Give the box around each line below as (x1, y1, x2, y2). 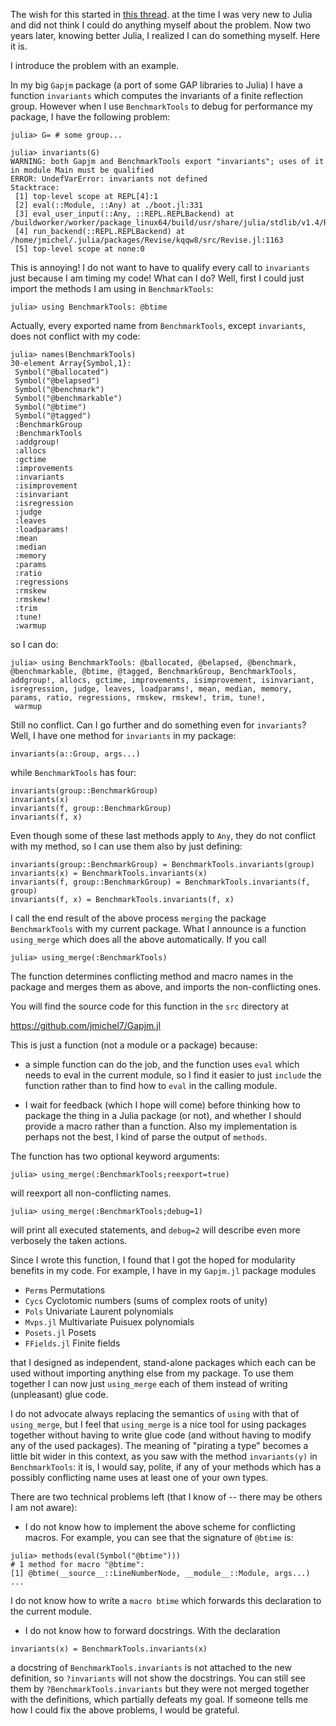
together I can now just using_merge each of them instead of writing (10, 1378, 288, 1389)
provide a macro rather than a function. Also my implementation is (24, 1120, 298, 1132)
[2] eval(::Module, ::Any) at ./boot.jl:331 (14, 200, 203, 210)
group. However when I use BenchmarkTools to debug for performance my (10, 100, 313, 112)
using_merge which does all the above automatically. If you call (10, 934, 267, 945)
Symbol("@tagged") (14, 411, 92, 421)
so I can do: (10, 639, 59, 650)
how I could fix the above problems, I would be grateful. (10, 1704, 240, 1716)
